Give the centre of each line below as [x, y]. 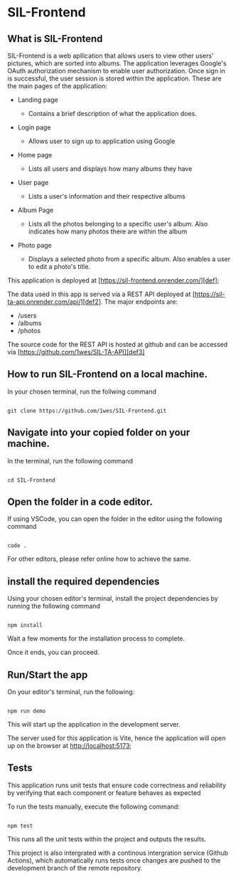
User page [33, 183]
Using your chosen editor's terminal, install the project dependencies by [113, 599]
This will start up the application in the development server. [94, 725]
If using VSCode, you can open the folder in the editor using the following [115, 519]
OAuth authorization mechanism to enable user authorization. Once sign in [117, 71]
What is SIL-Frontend [55, 39]
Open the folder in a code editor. [80, 502]
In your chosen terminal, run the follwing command [82, 391]
